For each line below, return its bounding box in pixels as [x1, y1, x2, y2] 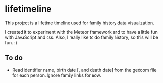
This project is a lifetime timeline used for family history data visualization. [5, 20, 154, 26]
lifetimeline [5, 3, 52, 15]
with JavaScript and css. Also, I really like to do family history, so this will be [5, 34, 158, 40]
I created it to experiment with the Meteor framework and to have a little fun [5, 29, 158, 35]
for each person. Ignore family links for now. [12, 72, 101, 78]
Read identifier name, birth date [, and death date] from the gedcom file [12, 67, 157, 73]
